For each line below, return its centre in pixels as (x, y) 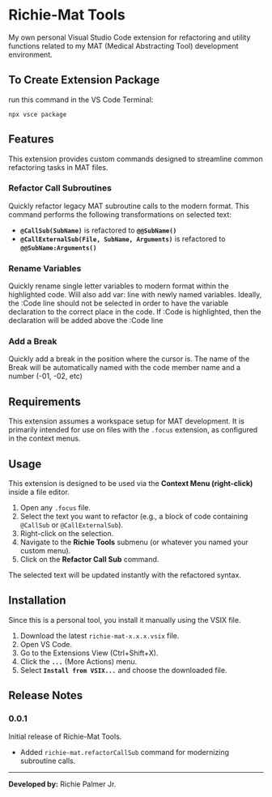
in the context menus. (45, 438)
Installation (37, 601)
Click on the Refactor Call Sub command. (89, 560)
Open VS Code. (46, 644)
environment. (30, 54)
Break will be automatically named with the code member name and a (125, 368)
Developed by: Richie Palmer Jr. (62, 784)
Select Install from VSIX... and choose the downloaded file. (123, 670)
